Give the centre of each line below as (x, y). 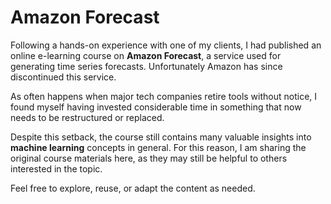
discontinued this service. (63, 77)
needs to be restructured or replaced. (87, 117)
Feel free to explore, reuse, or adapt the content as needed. (133, 188)
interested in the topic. (56, 168)
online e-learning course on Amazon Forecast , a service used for (146, 55)
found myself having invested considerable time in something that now (156, 107)
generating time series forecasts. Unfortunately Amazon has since (146, 66)
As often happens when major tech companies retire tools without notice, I (164, 96)
